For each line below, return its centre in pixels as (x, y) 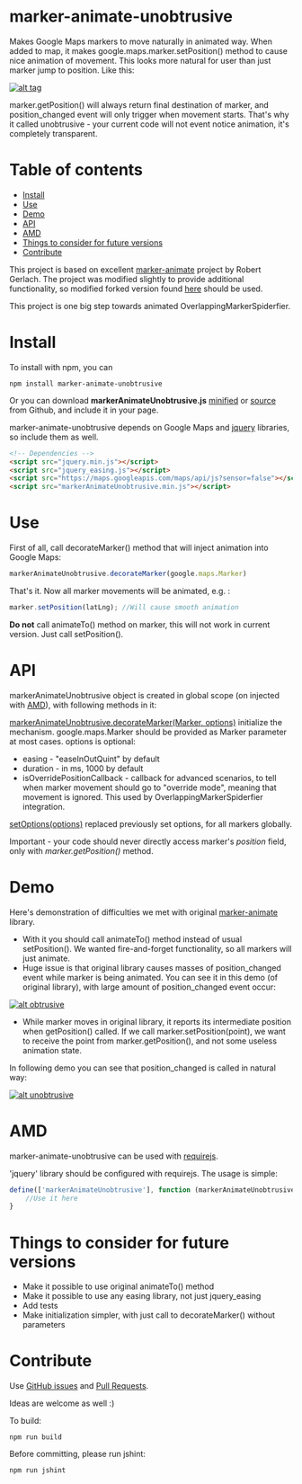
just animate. (46, 958)
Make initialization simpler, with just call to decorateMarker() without (149, 1315)
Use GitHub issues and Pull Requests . (79, 1386)
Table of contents (76, 170)
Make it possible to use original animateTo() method (118, 1286)
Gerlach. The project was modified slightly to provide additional (127, 279)
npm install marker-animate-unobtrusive (86, 384)
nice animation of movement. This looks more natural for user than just (140, 60)
